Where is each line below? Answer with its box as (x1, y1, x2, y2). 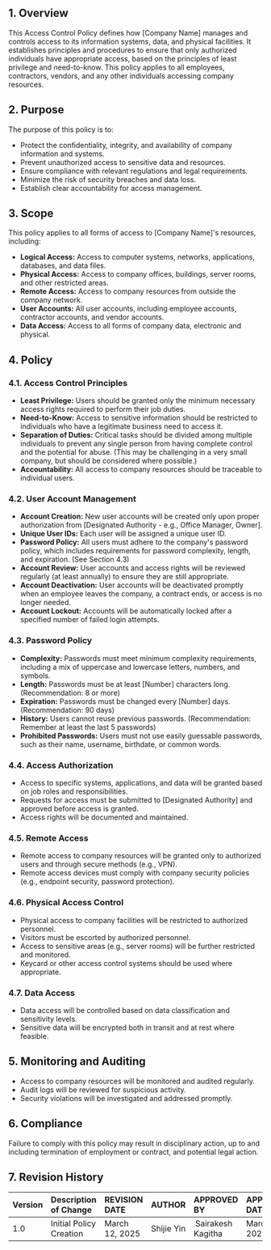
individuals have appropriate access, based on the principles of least (8, 53, 237, 63)
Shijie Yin (150, 1223, 186, 1235)
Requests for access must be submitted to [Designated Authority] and (19, 795, 252, 805)
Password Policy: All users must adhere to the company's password (19, 537, 248, 547)
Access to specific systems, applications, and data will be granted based (19, 778, 263, 788)
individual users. (19, 473, 75, 483)
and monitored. (19, 950, 71, 960)
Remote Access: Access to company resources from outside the (19, 286, 236, 296)
